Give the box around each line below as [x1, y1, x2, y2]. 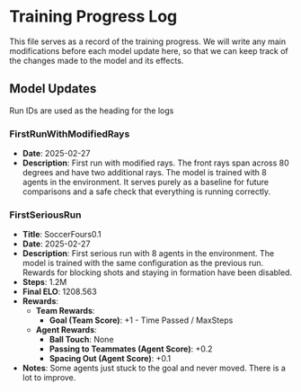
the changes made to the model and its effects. [9, 55, 184, 66]
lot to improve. [22, 372, 76, 383]
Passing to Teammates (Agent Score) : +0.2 [49, 343, 213, 354]
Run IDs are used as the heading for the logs [9, 105, 174, 116]
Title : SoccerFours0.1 [22, 229, 102, 240]
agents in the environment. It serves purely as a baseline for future [22, 177, 270, 188]
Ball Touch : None [49, 334, 114, 345]
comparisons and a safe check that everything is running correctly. [22, 186, 271, 197]
